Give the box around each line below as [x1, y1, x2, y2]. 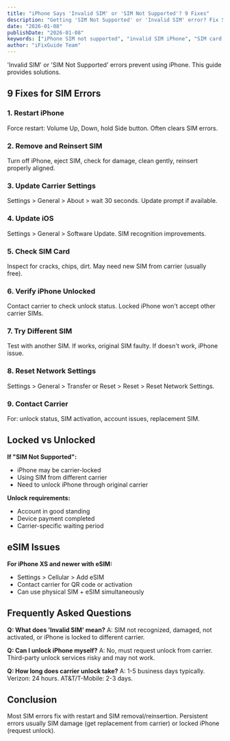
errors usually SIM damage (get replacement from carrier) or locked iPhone [7, 719, 220, 727]
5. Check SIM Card [7, 246, 71, 256]
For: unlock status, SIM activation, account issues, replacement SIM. [7, 415, 200, 423]
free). [7, 269, 23, 278]
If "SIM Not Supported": [7, 452, 77, 461]
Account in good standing [16, 507, 90, 515]
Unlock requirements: [7, 494, 71, 502]
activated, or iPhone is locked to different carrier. [7, 633, 145, 641]
